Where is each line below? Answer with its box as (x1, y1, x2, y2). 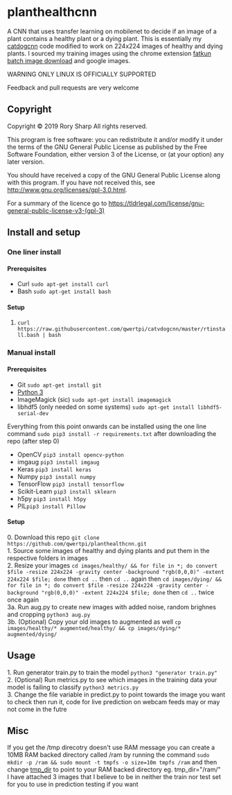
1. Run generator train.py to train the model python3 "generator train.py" (7, 668, 218, 676)
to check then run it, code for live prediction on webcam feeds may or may (7, 697, 220, 706)
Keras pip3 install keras (17, 465, 92, 473)
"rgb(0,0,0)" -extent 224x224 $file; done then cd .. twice (41, 588, 215, 596)
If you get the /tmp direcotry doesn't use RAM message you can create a (7, 743, 215, 752)
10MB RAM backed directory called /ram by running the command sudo (7, 751, 210, 759)
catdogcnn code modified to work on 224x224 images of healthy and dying (7, 42, 223, 50)
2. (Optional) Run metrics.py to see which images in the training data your (7, 675, 217, 683)
